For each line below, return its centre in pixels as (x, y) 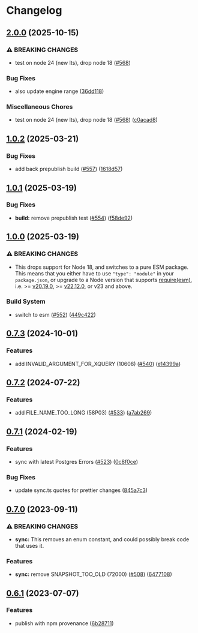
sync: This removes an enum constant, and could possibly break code (102, 539)
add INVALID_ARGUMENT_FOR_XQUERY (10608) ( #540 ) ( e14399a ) (98, 364)
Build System (26, 302)
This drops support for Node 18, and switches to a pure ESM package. (102, 267)
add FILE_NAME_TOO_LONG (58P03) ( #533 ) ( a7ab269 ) (83, 413)
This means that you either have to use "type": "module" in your (94, 273)
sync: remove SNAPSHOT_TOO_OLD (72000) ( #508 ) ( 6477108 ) (93, 574)
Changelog (34, 10)
